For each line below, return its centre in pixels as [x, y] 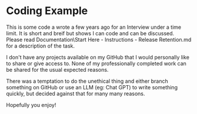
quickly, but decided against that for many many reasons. [76, 93]
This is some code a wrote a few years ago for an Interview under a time [94, 27]
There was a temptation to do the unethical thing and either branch [87, 81]
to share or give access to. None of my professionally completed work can [96, 63]
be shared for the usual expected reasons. [57, 69]
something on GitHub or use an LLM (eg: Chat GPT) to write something [92, 87]
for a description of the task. [41, 46]
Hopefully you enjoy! [31, 105]
